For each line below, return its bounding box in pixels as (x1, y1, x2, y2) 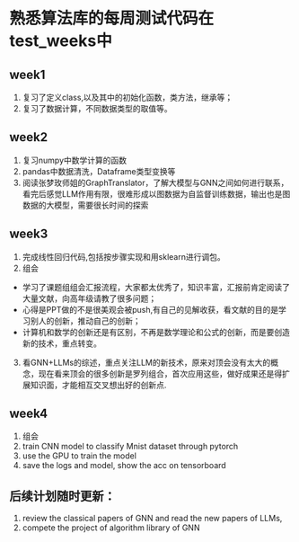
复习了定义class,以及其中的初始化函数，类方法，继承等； (22, 92, 233, 102)
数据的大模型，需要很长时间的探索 (22, 200, 149, 210)
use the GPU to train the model (22, 450, 137, 461)
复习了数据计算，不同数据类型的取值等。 (22, 103, 172, 113)
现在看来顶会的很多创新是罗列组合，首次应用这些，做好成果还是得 (38, 368, 283, 378)
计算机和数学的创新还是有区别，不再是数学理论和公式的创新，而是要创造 (22, 326, 290, 337)
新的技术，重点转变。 (22, 338, 101, 349)
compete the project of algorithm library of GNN (22, 522, 200, 533)
